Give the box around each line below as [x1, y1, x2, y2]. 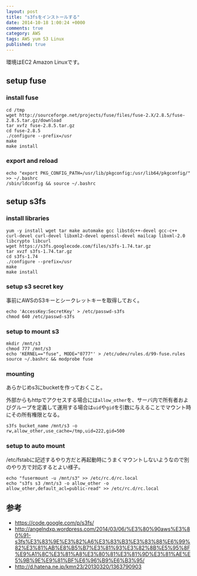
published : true [6, 42, 46, 48]
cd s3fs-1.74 [6, 253, 38, 260]
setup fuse [6, 76, 46, 86]
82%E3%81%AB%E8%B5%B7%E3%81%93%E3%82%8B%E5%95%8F [14, 544, 191, 551]
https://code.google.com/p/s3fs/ [14, 519, 94, 526]
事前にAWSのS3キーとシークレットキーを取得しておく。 [6, 296, 143, 304]
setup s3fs [6, 197, 46, 207]
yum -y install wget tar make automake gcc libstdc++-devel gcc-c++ [6, 228, 178, 234]
